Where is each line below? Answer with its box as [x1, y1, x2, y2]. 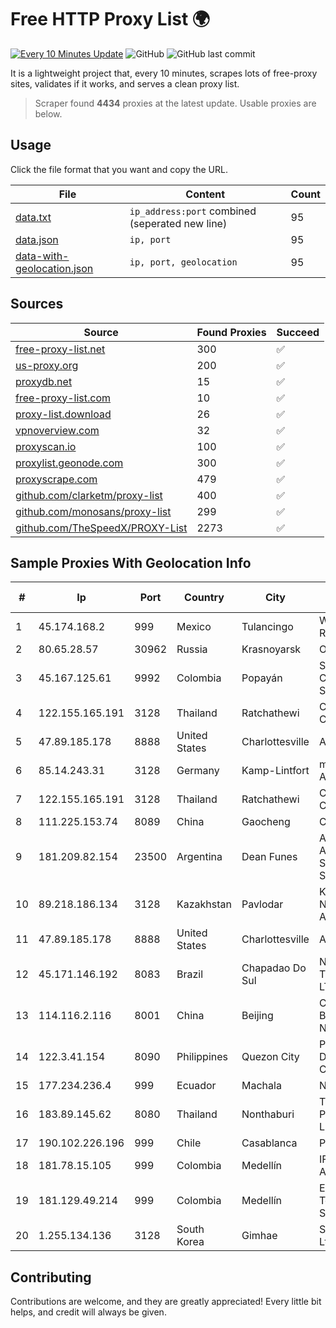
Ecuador [176, 1079, 217, 1093]
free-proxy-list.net [15, 342, 106, 356]
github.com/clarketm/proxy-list [15, 488, 163, 502]
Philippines [176, 1050, 229, 1064]
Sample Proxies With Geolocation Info [10, 554, 252, 571]
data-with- [15, 249, 70, 263]
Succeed [276, 325, 320, 339]
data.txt [15, 210, 52, 224]
